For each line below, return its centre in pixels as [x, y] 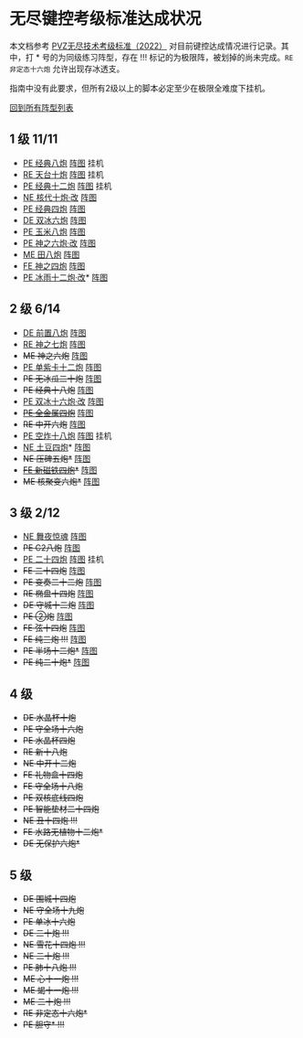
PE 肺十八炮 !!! [50, 967]
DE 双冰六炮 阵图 [54, 219]
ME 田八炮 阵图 [51, 254]
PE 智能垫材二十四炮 [61, 809]
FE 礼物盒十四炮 [53, 775]
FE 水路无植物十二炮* [63, 832]
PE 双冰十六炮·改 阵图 [63, 401]
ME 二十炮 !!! [47, 1001]
